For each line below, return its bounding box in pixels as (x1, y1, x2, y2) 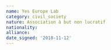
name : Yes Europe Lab (6, 8, 59, 14)
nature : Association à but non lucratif (6, 19, 106, 25)
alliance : (6, 30, 30, 36)
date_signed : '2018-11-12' (6, 35, 72, 41)
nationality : (6, 24, 38, 30)
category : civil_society (6, 14, 67, 20)
